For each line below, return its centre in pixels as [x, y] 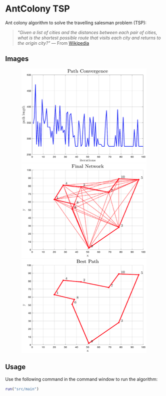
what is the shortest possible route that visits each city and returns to [89, 38]
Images [17, 59]
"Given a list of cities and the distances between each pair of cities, [87, 32]
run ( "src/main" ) [22, 389]
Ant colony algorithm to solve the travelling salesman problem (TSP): [76, 23]
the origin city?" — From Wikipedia [53, 43]
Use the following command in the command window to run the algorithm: [81, 379]
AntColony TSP [37, 9]
